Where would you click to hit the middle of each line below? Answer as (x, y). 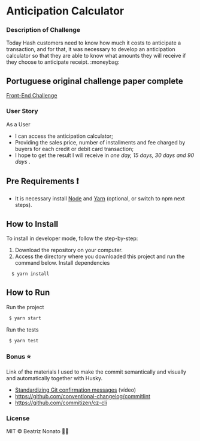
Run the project (25, 307)
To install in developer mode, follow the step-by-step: (72, 238)
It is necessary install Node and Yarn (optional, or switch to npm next (100, 199)
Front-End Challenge (32, 96)
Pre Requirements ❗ (43, 181)
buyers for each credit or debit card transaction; (74, 149)
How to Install (32, 224)
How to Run (28, 293)
